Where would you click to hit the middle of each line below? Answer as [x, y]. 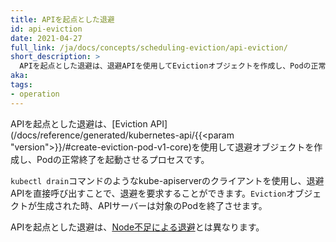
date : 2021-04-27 [46, 38]
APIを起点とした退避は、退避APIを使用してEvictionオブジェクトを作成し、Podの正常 [173, 66]
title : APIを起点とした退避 [62, 19]
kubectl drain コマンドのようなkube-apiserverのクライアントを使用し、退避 [167, 180]
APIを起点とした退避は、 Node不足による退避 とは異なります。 [137, 227]
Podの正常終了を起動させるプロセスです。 [123, 159]
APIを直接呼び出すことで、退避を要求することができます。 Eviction [148, 193]
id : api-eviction [46, 29]
